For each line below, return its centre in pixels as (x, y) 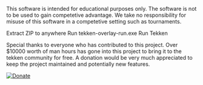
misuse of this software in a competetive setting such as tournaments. (94, 21)
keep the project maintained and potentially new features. (78, 64)
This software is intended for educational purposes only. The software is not (101, 9)
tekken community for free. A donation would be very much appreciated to (99, 58)
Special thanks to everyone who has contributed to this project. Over (92, 45)
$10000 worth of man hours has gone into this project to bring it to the (94, 51)
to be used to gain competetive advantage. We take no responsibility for (96, 15)
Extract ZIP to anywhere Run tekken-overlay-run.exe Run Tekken (87, 33)
